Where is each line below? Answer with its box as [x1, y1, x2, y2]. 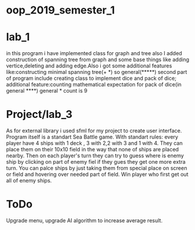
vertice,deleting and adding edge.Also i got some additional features [6, 62, 173, 69]
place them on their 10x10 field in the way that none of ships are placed [6, 146, 179, 153]
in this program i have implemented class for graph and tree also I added [6, 50, 183, 57]
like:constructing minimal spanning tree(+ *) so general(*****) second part [6, 69, 187, 76]
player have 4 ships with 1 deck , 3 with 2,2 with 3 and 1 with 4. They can [6, 140, 183, 147]
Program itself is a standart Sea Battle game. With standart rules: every [6, 133, 179, 141]
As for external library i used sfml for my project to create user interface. [6, 127, 182, 134]
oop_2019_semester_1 [6, 4, 115, 17]
